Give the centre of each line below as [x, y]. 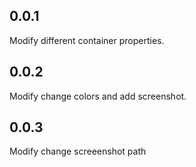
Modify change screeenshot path [78, 151]
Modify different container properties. [87, 40]
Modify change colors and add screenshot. [98, 96]
